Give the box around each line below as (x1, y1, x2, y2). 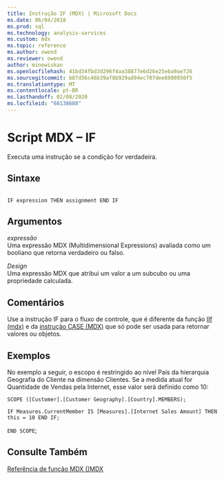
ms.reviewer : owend (7, 55, 63, 62)
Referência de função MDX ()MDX (7, 464, 104, 473)
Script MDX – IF (7, 130, 96, 146)
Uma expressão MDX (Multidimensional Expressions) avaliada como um (7, 241, 212, 249)
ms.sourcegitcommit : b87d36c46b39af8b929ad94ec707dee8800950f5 (7, 74, 193, 81)
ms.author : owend (7, 49, 57, 56)
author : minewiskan (7, 61, 63, 68)
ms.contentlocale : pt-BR (7, 87, 79, 94)
